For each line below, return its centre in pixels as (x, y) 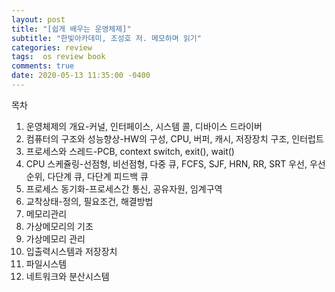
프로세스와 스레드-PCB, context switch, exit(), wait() (130, 151)
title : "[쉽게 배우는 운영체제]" (71, 29)
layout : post (38, 19)
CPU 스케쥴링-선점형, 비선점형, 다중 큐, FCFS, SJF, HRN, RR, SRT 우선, (166, 163)
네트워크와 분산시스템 (67, 276)
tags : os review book (58, 57)
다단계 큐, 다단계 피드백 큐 (98, 176)
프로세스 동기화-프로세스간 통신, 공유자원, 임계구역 (124, 188)
